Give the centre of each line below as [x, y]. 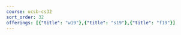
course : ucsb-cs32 [29, 12]
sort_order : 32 [25, 17]
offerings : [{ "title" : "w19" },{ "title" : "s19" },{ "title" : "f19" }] [91, 23]
